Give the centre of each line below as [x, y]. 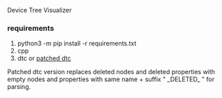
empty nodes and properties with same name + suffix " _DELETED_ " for [111, 79]
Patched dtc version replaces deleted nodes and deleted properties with [111, 72]
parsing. [19, 87]
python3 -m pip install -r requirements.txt [77, 43]
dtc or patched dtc [44, 58]
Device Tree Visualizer [39, 10]
